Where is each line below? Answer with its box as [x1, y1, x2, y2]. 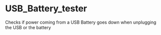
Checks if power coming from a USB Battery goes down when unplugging [5, 19, 157, 25]
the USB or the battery [5, 24, 51, 30]
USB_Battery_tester [5, 3, 87, 14]
